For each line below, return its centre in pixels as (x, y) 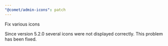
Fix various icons (22, 24)
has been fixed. (21, 39)
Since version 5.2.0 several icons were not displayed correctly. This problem (84, 33)
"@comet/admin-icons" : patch (35, 10)
